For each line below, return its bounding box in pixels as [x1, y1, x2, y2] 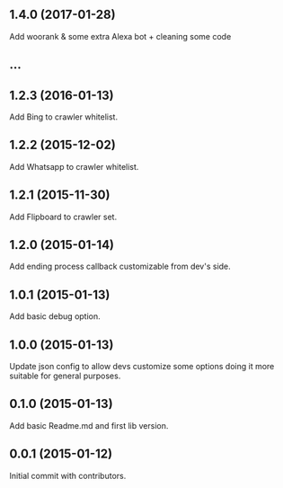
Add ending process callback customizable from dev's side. [9, 261, 231, 272]
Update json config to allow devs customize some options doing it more [9, 361, 275, 372]
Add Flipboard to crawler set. [9, 211, 118, 222]
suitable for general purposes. [9, 370, 121, 381]
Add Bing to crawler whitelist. [9, 111, 119, 122]
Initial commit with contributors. [9, 470, 127, 481]
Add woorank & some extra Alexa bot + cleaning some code [9, 31, 232, 41]
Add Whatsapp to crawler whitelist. [9, 161, 139, 172]
